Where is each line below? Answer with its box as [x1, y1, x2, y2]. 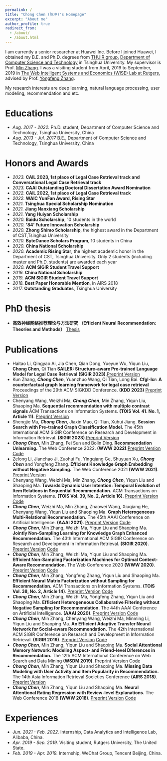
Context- [139, 557, 158, 563]
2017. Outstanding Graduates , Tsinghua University [12, 285, 117, 291]
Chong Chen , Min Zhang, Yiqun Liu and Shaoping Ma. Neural [12, 684, 139, 690]
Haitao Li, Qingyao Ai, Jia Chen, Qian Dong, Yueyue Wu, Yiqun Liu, [12, 360, 150, 367]
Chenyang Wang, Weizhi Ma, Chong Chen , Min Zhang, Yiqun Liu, [12, 397, 147, 403]
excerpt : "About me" [5, 16, 48, 21]
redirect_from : [5, 26, 37, 31]
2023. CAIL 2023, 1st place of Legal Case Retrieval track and [12, 174, 140, 180]
